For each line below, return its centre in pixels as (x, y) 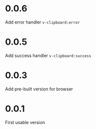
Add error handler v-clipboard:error (43, 22)
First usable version (25, 122)
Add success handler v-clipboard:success (48, 55)
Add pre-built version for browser (39, 89)
